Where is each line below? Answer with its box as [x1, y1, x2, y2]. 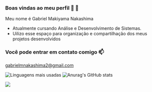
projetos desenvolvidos [12, 36, 61, 42]
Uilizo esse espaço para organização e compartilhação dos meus [12, 31, 147, 37]
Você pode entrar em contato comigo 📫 [5, 49, 104, 56]
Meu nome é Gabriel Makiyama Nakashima [5, 16, 93, 22]
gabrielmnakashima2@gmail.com [5, 62, 74, 68]
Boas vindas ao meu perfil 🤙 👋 [5, 4, 79, 11]
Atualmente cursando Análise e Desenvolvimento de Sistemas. [12, 25, 141, 31]
